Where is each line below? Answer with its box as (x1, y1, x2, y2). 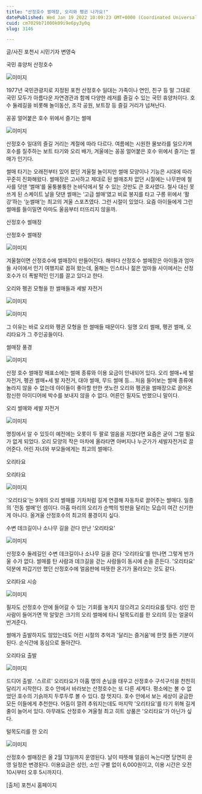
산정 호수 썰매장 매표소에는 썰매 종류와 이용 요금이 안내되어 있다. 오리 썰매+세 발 (6, 369, 194, 377)
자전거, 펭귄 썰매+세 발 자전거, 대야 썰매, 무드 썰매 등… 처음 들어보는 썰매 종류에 (6, 377, 194, 384)
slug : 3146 (6, 25, 34, 32)
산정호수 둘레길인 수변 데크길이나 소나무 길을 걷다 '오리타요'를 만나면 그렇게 (6, 550, 183, 558)
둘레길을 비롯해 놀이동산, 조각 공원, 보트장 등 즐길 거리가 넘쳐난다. (12, 102, 167, 109)
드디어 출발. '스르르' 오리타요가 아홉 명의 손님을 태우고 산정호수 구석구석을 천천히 (6, 678, 195, 685)
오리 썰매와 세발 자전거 (6, 405, 60, 412)
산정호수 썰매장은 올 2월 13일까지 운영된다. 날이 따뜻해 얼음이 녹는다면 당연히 (6, 754, 186, 761)
